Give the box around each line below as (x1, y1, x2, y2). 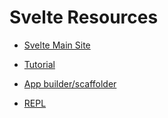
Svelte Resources (9, 6, 159, 29)
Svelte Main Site (23, 39, 91, 51)
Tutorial (23, 58, 56, 70)
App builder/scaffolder (23, 77, 117, 90)
